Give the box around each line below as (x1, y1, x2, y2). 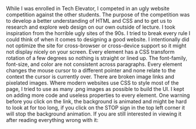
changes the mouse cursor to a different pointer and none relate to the (6, 67, 176, 74)
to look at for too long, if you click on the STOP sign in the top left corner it (6, 104, 185, 111)
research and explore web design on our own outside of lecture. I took (6, 23, 176, 30)
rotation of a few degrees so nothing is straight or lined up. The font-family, (6, 55, 187, 61)
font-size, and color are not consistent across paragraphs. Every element (6, 61, 183, 68)
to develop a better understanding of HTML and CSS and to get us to (6, 18, 173, 24)
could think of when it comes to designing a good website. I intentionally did (6, 36, 190, 43)
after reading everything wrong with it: (6, 117, 98, 123)
